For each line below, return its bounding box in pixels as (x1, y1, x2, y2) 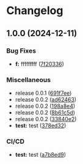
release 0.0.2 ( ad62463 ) (15, 96, 77, 103)
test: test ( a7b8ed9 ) (15, 151, 66, 158)
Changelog (6, 4, 63, 18)
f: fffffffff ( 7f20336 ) (15, 60, 64, 67)
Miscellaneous (6, 75, 51, 84)
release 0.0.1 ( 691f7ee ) (15, 89, 72, 97)
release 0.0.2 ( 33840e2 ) (15, 116, 77, 123)
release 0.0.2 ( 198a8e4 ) (15, 102, 76, 110)
